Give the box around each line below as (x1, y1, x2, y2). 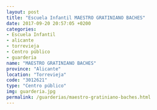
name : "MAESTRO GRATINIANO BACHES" (6, 60, 97, 66)
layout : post (6, 9, 40, 15)
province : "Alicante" (6, 65, 61, 72)
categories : (6, 26, 37, 32)
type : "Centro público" (6, 83, 67, 89)
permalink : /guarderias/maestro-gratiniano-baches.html (6, 94, 151, 100)
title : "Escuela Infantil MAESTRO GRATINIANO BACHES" (6, 15, 146, 21)
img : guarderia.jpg (6, 89, 56, 95)
